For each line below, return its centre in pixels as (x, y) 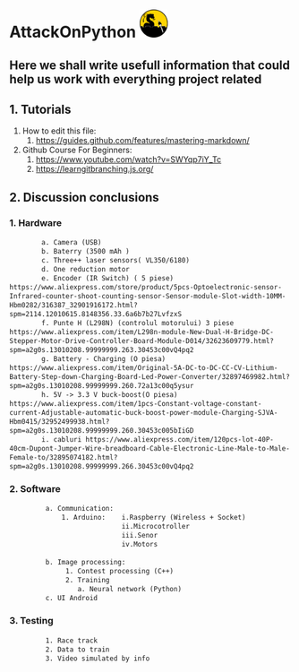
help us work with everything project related (136, 79)
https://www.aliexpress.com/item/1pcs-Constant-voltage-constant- (136, 404)
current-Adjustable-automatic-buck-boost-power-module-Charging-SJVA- (144, 413)
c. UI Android (72, 599)
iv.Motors (140, 545)
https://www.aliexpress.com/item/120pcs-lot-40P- (180, 440)
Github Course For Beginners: (77, 150)
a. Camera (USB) (72, 243)
